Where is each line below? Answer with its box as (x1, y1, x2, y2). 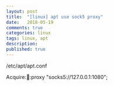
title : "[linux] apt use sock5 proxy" (6, 14, 104, 20)
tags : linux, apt (6, 35, 49, 41)
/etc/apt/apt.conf (6, 62, 47, 69)
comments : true (6, 24, 43, 31)
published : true (6, 46, 46, 52)
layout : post (6, 8, 38, 15)
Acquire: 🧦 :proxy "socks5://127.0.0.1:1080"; (6, 73, 108, 80)
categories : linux (6, 30, 51, 36)
